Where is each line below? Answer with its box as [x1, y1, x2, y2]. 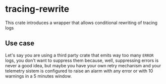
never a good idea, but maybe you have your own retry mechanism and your [5, 62, 161, 68]
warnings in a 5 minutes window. [5, 73, 72, 79]
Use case [5, 39, 35, 48]
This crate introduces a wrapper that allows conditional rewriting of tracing [5, 20, 158, 26]
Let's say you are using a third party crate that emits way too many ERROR [5, 52, 154, 58]
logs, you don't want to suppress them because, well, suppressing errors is [5, 57, 159, 63]
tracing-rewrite [5, 3, 69, 15]
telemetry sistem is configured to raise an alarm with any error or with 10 [5, 68, 154, 74]
